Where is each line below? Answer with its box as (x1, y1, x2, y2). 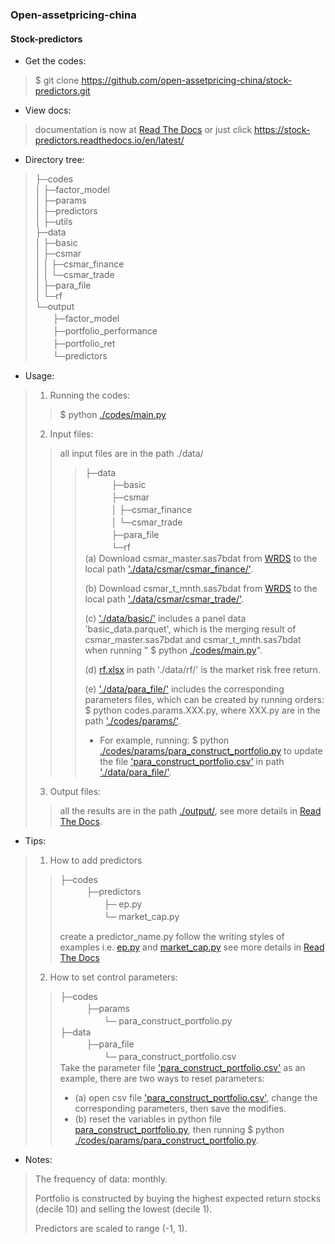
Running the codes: (49, 389, 131, 402)
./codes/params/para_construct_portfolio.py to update (99, 745, 323, 757)
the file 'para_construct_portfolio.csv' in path (99, 756, 285, 768)
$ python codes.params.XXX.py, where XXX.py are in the (84, 704, 321, 717)
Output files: (49, 786, 102, 798)
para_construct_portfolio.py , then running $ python (74, 1124, 285, 1136)
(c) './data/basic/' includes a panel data (84, 613, 247, 625)
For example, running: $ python (99, 734, 230, 747)
